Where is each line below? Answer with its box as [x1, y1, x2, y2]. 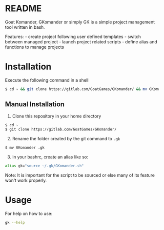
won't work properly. [5, 177, 47, 183]
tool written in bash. [5, 24, 45, 30]
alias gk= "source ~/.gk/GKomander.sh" [5, 164, 84, 169]
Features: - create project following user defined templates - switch [5, 34, 141, 39]
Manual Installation [5, 100, 65, 109]
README [5, 3, 42, 14]
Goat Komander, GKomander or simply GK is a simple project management [5, 19, 155, 25]
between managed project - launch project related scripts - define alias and [5, 38, 157, 44]
